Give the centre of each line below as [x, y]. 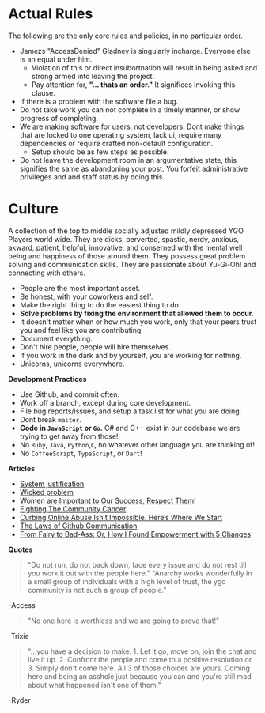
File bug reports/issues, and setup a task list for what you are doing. [131, 411]
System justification [52, 484]
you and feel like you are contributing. [81, 330]
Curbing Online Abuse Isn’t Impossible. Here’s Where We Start [121, 517]
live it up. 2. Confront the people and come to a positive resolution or [140, 659]
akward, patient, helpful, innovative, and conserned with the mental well [125, 247]
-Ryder [20, 700]
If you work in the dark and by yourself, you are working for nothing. [131, 355]
